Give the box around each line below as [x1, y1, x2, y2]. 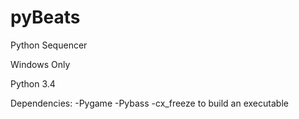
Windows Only [10, 58, 71, 70]
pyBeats [10, 6, 81, 29]
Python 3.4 [10, 77, 56, 90]
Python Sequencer [10, 39, 88, 51]
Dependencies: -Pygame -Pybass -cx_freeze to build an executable [10, 97, 289, 109]
